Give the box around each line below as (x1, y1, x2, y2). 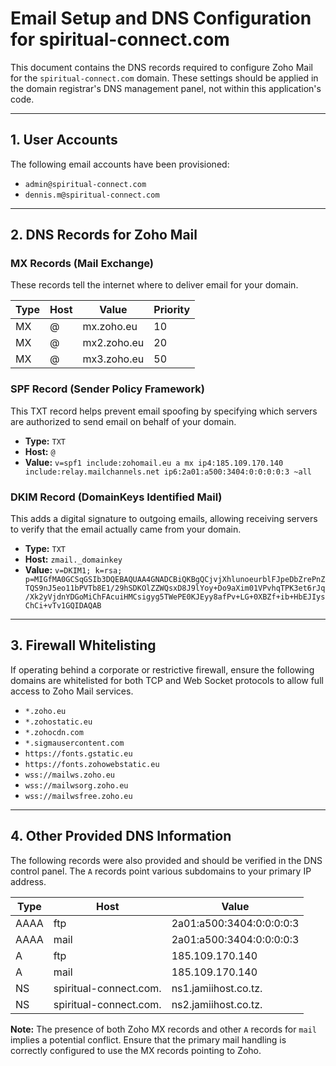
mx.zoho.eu (82, 320, 138, 334)
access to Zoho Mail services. (10, 685, 134, 697)
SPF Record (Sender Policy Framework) (10, 382, 205, 396)
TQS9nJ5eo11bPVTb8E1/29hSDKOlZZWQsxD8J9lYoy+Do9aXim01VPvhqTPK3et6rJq (24, 583, 326, 594)
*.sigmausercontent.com (24, 738, 125, 748)
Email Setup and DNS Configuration (10, 7, 312, 30)
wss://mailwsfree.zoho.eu (24, 791, 133, 801)
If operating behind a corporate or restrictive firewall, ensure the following (10, 663, 315, 676)
